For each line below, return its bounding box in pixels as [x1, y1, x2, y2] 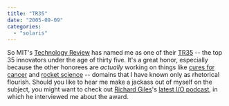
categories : [7, 23, 42, 30]
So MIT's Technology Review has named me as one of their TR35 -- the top [7, 48, 223, 57]
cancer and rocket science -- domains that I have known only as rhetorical [7, 71, 220, 79]
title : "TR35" [7, 10, 48, 17]
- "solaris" [13, 29, 48, 37]
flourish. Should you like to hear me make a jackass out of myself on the [7, 78, 212, 87]
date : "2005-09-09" [7, 17, 64, 24]
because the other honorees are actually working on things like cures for [7, 63, 215, 71]
